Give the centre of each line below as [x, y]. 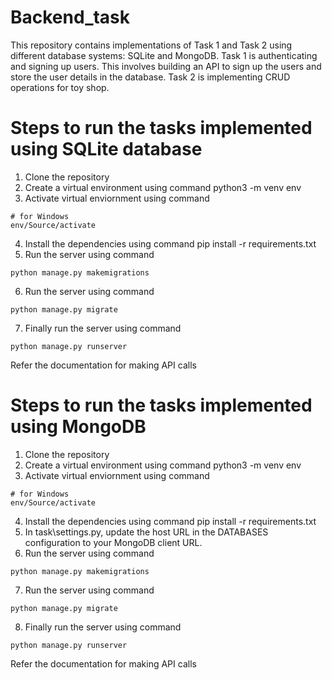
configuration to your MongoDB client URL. [113, 542]
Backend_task [70, 17]
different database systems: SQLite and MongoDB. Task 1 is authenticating [164, 55]
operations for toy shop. [60, 87]
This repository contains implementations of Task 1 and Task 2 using [151, 45]
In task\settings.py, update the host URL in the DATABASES [146, 532]
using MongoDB [78, 427]
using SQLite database [106, 149]
